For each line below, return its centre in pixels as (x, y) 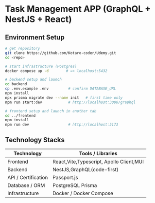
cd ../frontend (20, 115)
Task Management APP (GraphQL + (78, 9)
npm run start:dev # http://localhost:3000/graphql (70, 102)
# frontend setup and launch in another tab (51, 111)
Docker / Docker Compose (83, 193)
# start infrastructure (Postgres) (41, 66)
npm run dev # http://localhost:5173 (62, 125)
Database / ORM (26, 185)
